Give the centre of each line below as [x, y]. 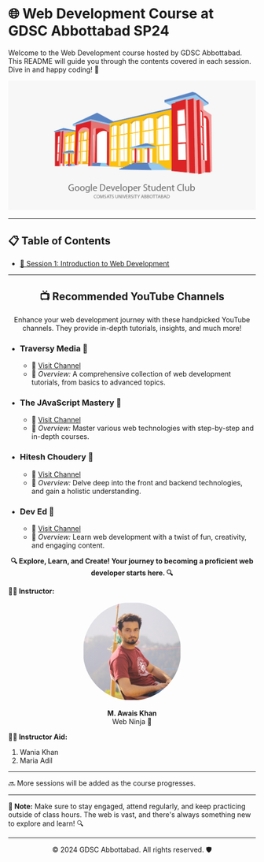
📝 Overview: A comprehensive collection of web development [131, 374]
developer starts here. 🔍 [132, 573]
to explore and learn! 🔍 [46, 823]
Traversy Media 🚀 [54, 348]
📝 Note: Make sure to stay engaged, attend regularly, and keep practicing [127, 806]
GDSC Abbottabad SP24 [89, 31]
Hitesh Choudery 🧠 [57, 457]
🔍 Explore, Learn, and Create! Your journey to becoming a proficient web [132, 561]
